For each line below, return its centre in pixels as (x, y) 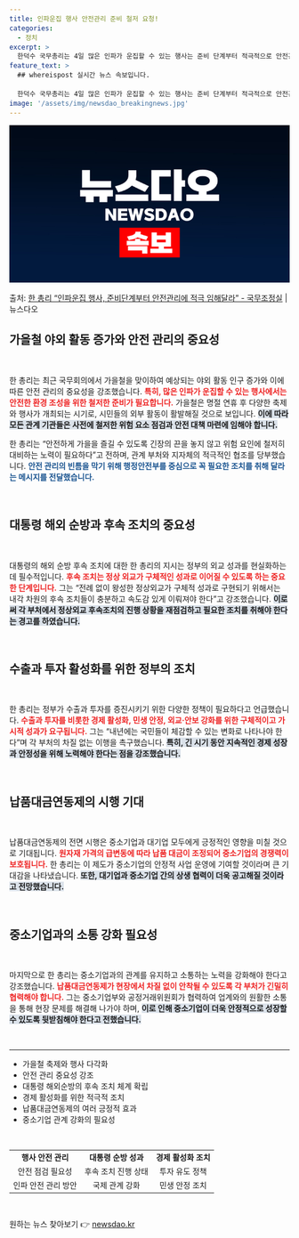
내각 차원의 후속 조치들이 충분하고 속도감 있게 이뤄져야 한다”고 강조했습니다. (140, 599)
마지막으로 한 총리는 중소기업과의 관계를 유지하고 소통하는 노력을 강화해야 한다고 (148, 975)
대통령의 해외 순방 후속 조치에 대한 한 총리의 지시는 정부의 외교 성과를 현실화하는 (148, 565)
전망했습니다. (41, 886)
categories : (31, 28)
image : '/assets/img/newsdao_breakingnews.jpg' (99, 103)
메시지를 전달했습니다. (57, 477)
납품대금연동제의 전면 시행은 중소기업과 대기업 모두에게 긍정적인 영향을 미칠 (140, 842)
